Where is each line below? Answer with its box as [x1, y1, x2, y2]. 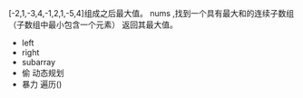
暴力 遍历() [21, 79, 63, 89]
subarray [21, 57, 56, 67]
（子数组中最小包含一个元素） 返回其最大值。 [8, 19, 178, 30]
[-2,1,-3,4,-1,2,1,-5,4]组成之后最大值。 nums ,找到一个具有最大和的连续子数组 [8, 8, 295, 18]
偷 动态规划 [21, 67, 64, 78]
